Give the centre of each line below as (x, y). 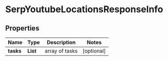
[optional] (94, 51)
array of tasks (61, 51)
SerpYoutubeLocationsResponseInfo (84, 9)
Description (61, 42)
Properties (22, 28)
